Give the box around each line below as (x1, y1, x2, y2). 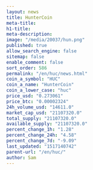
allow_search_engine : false (6, 48, 77, 54)
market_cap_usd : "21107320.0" (6, 110, 83, 116)
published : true (6, 43, 47, 49)
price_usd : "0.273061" (6, 93, 63, 99)
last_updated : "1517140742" (6, 143, 77, 150)
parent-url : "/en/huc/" (6, 149, 66, 155)
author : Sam (6, 154, 36, 160)
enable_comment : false (6, 59, 63, 65)
